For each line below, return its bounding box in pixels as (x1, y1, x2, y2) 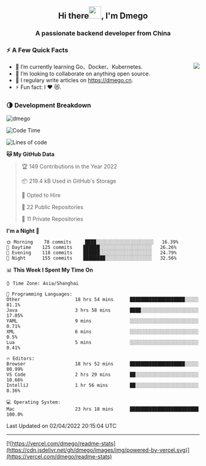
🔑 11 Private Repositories (21, 215, 84, 223)
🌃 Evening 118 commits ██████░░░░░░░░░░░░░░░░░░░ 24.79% (6, 250, 177, 256)
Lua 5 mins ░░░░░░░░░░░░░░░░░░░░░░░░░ (6, 339, 199, 345)
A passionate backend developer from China (35, 29, 171, 37)
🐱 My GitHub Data (6, 150, 55, 158)
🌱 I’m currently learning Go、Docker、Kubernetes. (15, 63, 143, 71)
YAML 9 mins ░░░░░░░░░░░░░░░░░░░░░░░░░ (6, 318, 199, 324)
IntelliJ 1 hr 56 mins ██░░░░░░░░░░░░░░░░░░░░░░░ (6, 382, 199, 388)
